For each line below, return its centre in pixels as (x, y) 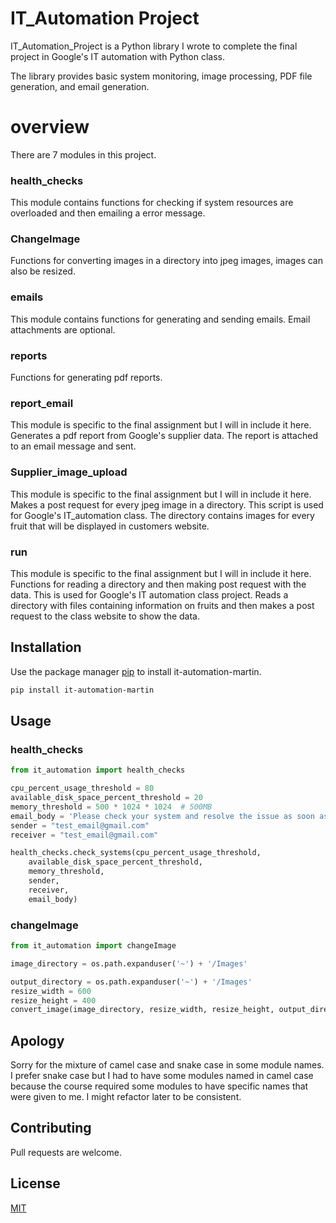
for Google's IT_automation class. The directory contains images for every (162, 515)
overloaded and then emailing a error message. (108, 213)
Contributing (51, 1128)
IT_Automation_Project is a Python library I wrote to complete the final (154, 46)
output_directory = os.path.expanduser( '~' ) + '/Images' (131, 982)
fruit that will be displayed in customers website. (110, 526)
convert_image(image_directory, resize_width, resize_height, (142, 1010)
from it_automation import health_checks (98, 770)
